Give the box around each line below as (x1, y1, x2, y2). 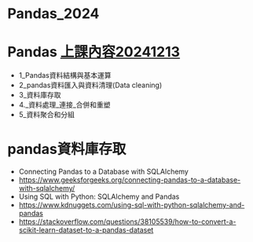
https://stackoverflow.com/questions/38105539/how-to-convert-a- (18, 217, 236, 226)
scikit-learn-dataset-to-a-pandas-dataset (18, 225, 154, 235)
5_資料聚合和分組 (18, 110, 75, 119)
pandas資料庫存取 (7, 141, 126, 158)
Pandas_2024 (7, 5, 100, 23)
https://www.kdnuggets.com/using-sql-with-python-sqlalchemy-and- (18, 200, 245, 210)
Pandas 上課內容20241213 (7, 43, 181, 61)
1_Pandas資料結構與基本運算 (18, 71, 112, 80)
